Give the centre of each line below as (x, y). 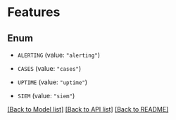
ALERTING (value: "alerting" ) (59, 55)
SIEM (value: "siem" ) (46, 96)
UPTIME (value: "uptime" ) (52, 82)
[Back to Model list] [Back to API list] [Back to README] (88, 109)
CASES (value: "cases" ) (49, 68)
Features (34, 12)
